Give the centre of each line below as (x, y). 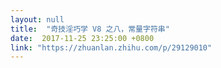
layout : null (37, 19)
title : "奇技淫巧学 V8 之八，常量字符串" (90, 29)
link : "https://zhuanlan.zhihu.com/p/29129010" (111, 47)
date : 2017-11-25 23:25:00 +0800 (82, 38)
